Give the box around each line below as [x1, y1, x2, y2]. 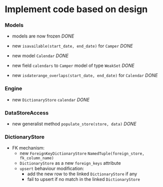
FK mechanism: [12, 145, 45, 151]
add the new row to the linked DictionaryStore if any [27, 171, 137, 177]
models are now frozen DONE [12, 33, 74, 39]
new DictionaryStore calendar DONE [12, 96, 90, 102]
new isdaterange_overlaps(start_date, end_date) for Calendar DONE [12, 72, 158, 79]
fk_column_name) [19, 156, 54, 161]
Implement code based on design [5, 4, 148, 15]
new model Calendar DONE [12, 53, 69, 59]
